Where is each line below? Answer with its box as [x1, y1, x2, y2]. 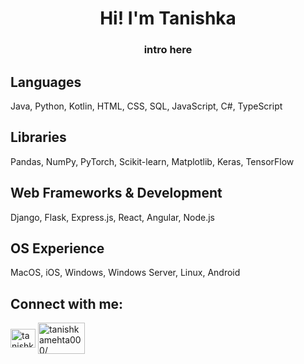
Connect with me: [10, 295, 124, 312]
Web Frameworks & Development [10, 185, 223, 202]
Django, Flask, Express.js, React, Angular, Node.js [10, 211, 215, 223]
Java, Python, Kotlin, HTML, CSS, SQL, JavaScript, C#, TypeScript [10, 100, 283, 112]
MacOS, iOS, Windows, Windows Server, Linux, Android [10, 267, 241, 279]
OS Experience [10, 240, 105, 257]
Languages [10, 73, 82, 91]
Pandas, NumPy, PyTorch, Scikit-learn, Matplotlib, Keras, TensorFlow [10, 155, 295, 167]
